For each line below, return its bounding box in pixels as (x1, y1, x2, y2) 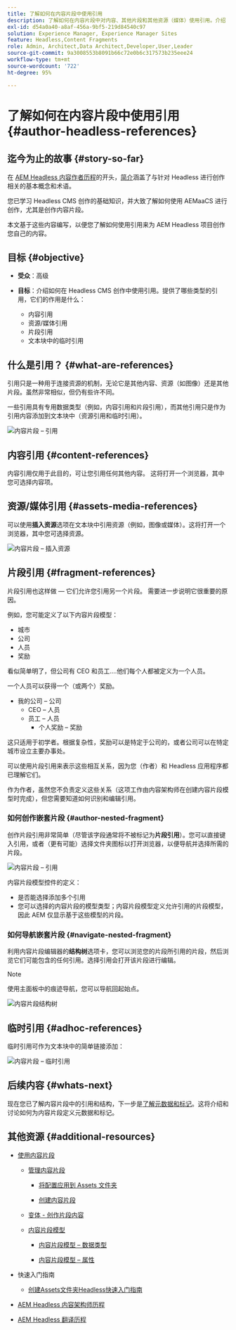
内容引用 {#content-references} (7, 449, 150, 461)
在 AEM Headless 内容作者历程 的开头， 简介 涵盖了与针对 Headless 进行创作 (7, 173, 225, 181)
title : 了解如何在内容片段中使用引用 (7, 10, 103, 18)
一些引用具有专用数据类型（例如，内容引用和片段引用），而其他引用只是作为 (7, 403, 226, 411)
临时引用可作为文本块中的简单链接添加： (7, 1042, 124, 1050)
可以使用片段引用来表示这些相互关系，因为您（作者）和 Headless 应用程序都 (7, 761, 229, 770)
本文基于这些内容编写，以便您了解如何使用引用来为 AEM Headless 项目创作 (7, 220, 226, 228)
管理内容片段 (27, 1166, 65, 1174)
